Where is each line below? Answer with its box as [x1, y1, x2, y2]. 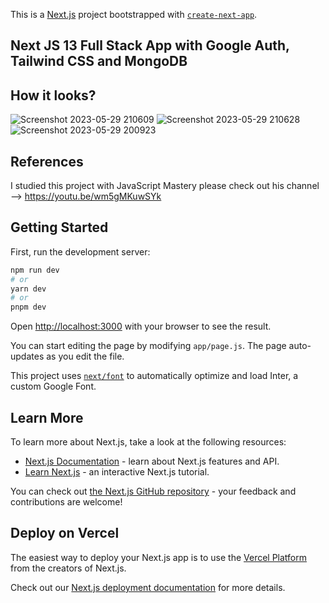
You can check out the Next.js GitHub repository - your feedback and [10, 485, 297, 498]
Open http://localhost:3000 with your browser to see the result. [10, 320, 272, 333]
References [10, 153, 84, 170]
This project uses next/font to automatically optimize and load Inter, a [10, 370, 299, 382]
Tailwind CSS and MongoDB [10, 53, 188, 70]
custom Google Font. [10, 380, 97, 393]
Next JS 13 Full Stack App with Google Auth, [10, 37, 290, 54]
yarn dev [10, 284, 47, 294]
